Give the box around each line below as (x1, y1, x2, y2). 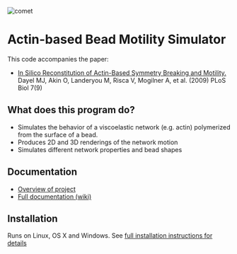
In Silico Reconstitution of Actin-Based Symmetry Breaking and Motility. (17, 68, 226, 77)
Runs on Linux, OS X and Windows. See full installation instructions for (7, 231, 213, 240)
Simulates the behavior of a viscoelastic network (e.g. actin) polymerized (17, 122, 231, 131)
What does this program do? (7, 104, 136, 116)
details (7, 239, 27, 248)
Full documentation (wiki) (17, 192, 92, 201)
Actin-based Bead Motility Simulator (7, 32, 226, 47)
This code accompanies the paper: (7, 54, 109, 63)
